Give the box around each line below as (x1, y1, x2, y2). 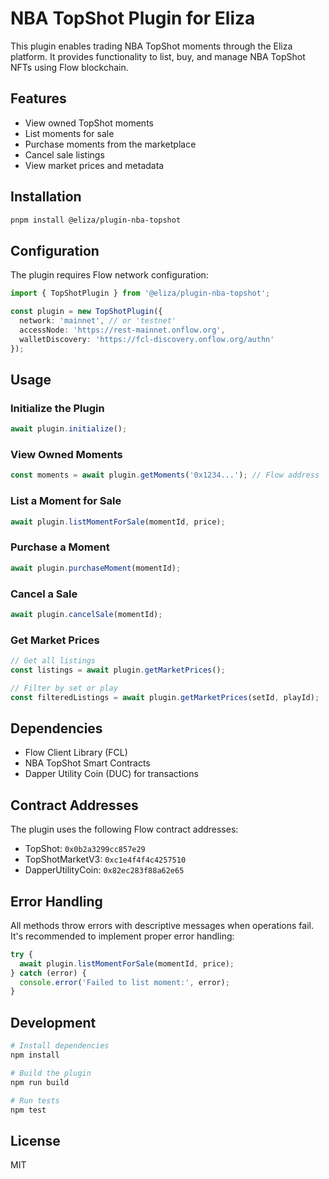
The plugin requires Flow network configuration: (10, 269, 209, 281)
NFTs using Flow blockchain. (10, 61, 129, 73)
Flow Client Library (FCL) (24, 747, 128, 759)
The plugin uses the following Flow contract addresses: (10, 823, 239, 836)
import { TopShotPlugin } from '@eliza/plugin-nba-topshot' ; (10, 288, 271, 299)
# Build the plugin (10, 1068, 92, 1078)
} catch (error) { (10, 968, 87, 978)
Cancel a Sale (10, 587, 78, 601)
